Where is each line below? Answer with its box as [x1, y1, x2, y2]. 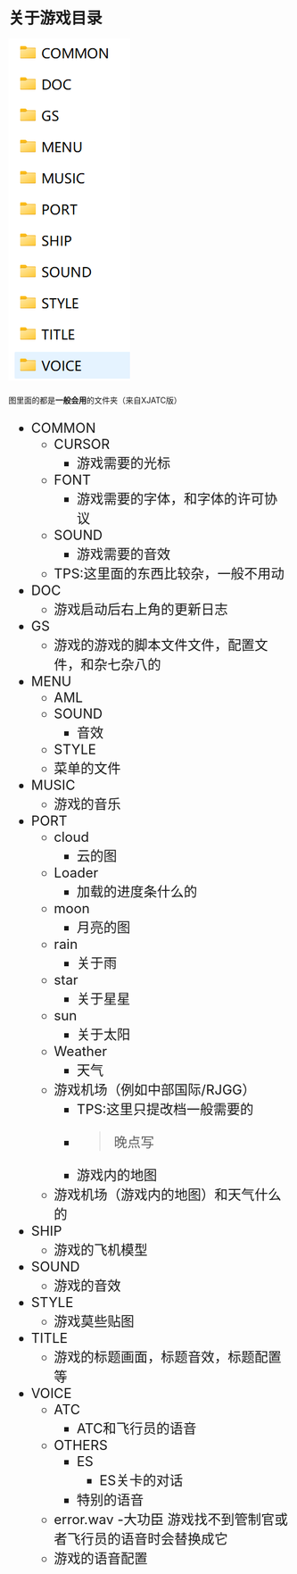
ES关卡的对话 [99, 1471, 184, 1489]
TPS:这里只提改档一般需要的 [76, 1100, 254, 1118]
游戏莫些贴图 [54, 1312, 135, 1330]
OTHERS [54, 1437, 108, 1453]
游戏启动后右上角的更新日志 [54, 600, 228, 618]
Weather [54, 1042, 108, 1060]
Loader [54, 863, 99, 881]
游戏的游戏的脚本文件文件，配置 [54, 636, 255, 654]
